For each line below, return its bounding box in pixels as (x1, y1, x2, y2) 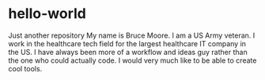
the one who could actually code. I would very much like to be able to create (8, 56, 257, 65)
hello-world (8, 5, 87, 23)
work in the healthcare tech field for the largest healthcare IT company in (8, 38, 247, 48)
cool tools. (8, 64, 43, 73)
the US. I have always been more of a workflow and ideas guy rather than (8, 47, 248, 56)
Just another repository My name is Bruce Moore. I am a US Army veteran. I (8, 31, 256, 40)
